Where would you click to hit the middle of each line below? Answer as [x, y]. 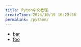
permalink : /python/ [27, 19]
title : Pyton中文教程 [27, 10]
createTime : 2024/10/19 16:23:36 [41, 15]
